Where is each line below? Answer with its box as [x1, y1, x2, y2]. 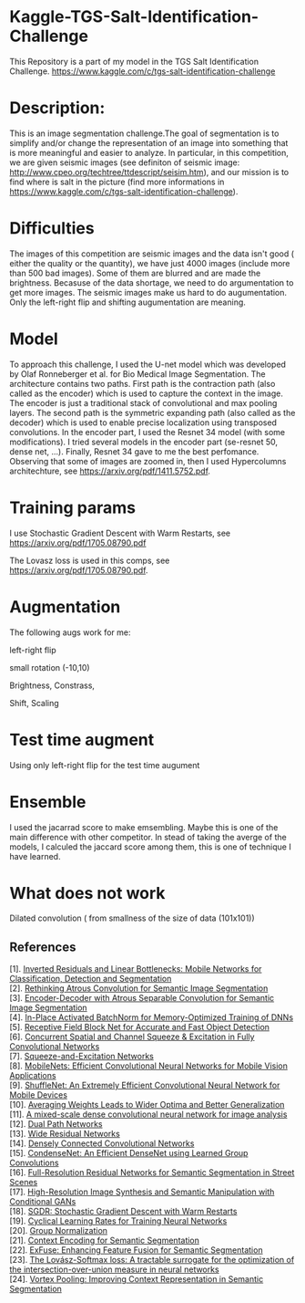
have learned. [9, 850, 61, 861]
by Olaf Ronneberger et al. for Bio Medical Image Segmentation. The [9, 368, 266, 380]
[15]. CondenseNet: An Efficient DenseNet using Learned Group [9, 1148, 249, 1159]
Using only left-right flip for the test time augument [9, 759, 200, 770]
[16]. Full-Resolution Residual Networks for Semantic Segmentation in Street [9, 1167, 295, 1178]
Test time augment [9, 729, 155, 750]
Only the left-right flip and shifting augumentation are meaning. [9, 297, 246, 308]
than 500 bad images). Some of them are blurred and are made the [9, 267, 261, 278]
